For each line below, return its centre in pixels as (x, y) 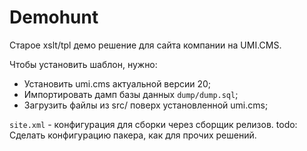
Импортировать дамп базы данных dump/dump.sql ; (131, 94)
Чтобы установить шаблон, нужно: (83, 64)
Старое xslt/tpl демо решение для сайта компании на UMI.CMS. (145, 45)
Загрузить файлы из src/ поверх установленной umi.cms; (146, 105)
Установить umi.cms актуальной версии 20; (117, 83)
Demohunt (54, 17)
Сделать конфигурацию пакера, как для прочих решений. (133, 135)
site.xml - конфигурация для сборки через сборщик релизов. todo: (153, 124)
